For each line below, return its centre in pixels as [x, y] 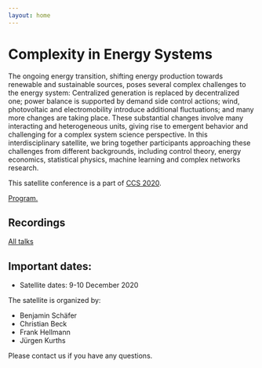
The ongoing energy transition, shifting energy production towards [116, 76]
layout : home [29, 15]
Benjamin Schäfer [48, 315]
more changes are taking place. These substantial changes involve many [126, 118]
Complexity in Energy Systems [111, 54]
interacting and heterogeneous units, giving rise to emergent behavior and [128, 126]
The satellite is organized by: [55, 301]
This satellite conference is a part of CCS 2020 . [85, 183]
